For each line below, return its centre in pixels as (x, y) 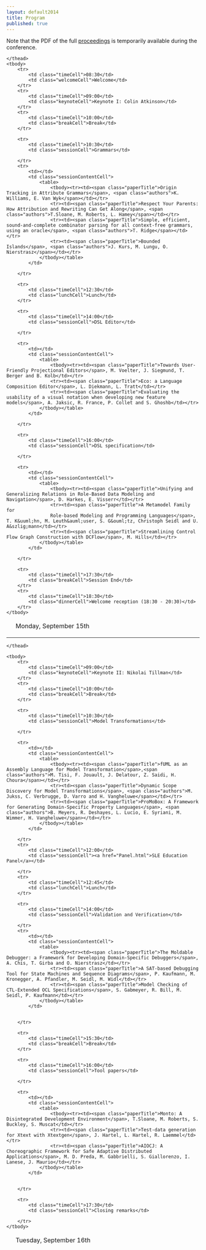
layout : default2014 (33, 12)
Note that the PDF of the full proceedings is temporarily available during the (102, 41)
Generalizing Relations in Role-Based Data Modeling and (81, 494)
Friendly (17, 371)
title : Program (26, 18)
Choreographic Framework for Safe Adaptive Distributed (79, 1152)
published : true (27, 23)
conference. (22, 47)
